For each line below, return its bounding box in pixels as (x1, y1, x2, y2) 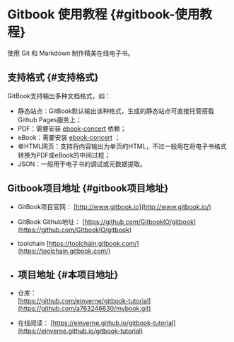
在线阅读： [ (17, 319, 53, 327)
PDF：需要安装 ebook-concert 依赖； (17, 124, 127, 133)
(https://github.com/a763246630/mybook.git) (17, 305, 151, 313)
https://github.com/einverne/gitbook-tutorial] (20, 297, 151, 305)
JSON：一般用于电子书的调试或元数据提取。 (17, 160, 147, 168)
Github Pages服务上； (17, 115, 83, 124)
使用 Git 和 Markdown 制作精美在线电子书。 (7, 49, 134, 57)
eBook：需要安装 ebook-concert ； (17, 133, 121, 141)
